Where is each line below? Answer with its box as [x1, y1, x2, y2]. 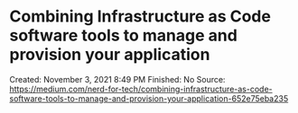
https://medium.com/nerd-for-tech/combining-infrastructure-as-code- [9, 83, 273, 94]
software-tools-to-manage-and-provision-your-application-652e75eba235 [9, 92, 289, 104]
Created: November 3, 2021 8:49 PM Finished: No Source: [9, 74, 226, 84]
